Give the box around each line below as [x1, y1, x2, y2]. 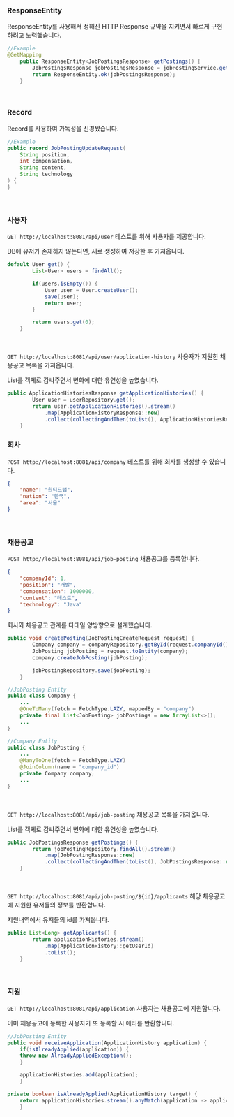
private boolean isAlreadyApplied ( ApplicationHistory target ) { [7, 1090, 198, 1097]
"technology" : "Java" [19, 601, 82, 608]
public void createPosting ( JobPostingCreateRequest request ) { [7, 635, 195, 642]
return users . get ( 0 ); [32, 319, 95, 326]
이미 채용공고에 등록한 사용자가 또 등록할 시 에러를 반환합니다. [7, 1019, 175, 1027]
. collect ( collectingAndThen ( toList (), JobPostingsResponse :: [44, 859, 226, 866]
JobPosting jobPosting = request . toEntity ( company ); [32, 648, 189, 655]
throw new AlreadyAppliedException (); [19, 1052, 132, 1060]
